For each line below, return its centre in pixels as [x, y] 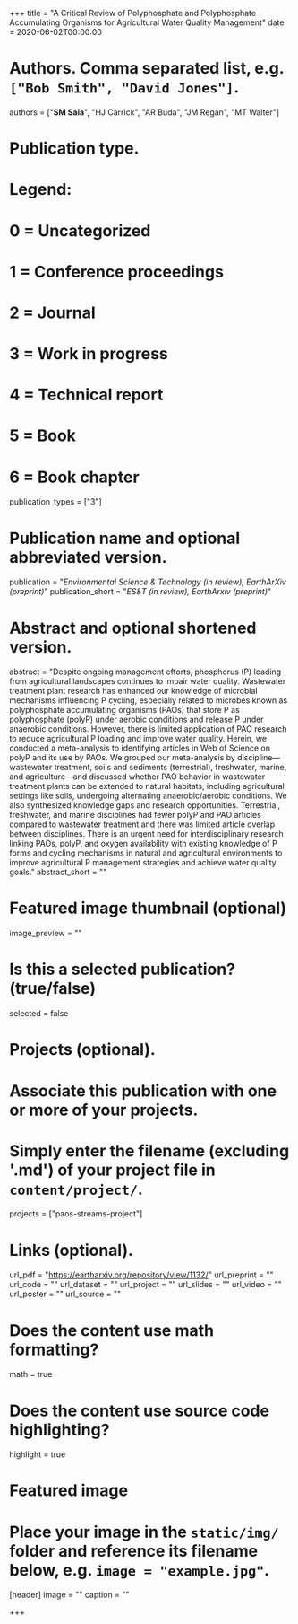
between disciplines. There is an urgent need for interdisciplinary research [146, 834]
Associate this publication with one [143, 1091]
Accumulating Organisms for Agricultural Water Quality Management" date [147, 22]
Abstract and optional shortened [133, 628]
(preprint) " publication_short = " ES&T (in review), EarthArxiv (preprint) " [140, 592]
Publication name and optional [125, 538]
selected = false [39, 1014]
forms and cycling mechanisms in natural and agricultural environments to [146, 853]
